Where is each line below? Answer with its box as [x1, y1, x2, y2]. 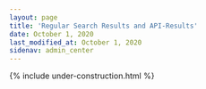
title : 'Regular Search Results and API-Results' [9, 21, 199, 30]
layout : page [9, 12, 58, 22]
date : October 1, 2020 [9, 29, 94, 38]
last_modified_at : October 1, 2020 [9, 37, 142, 47]
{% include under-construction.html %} [9, 70, 155, 81]
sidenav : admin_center [9, 46, 94, 55]
